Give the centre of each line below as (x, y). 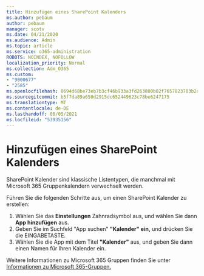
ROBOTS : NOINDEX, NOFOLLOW (40, 57)
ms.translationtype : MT (36, 102)
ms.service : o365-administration (49, 52)
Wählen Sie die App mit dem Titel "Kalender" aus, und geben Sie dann (104, 242)
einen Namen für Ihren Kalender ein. (60, 249)
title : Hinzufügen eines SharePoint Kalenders (66, 12)
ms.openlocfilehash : (32, 91)
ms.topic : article (29, 46)
